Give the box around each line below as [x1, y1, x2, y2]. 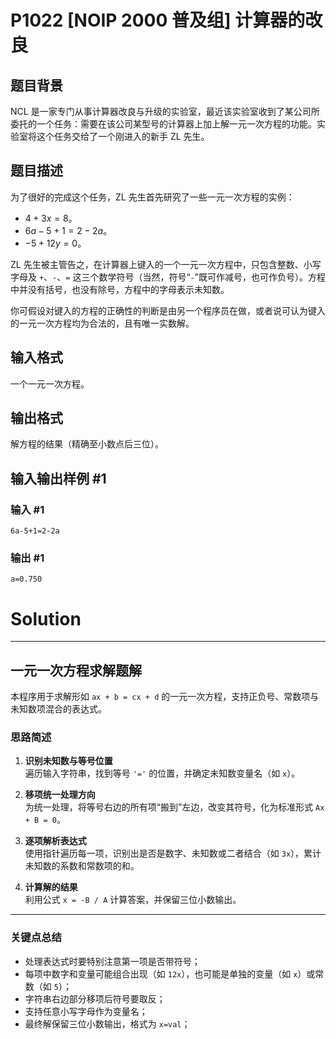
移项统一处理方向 [24, 789, 96, 801]
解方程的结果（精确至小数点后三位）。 [10, 438, 164, 450]
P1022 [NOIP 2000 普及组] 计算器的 [10, 9, 306, 32]
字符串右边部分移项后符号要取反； [24, 992, 166, 1005]
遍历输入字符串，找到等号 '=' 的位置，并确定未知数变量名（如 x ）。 [24, 767, 301, 780]
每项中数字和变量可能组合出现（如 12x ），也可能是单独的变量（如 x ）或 [24, 967, 316, 980]
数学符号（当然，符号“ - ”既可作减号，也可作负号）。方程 [98, 271, 326, 283]
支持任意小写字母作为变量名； [24, 1005, 148, 1017]
